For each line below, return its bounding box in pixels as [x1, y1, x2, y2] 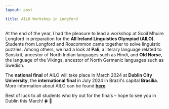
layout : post [5, 7, 33, 13]
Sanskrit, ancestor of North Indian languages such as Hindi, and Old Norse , [5, 51, 163, 58]
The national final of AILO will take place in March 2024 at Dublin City [5, 72, 153, 78]
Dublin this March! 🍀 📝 [5, 97, 52, 103]
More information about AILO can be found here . [5, 82, 107, 88]
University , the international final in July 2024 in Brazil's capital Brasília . [5, 77, 158, 83]
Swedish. [5, 62, 25, 68]
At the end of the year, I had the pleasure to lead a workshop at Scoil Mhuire [5, 30, 164, 36]
